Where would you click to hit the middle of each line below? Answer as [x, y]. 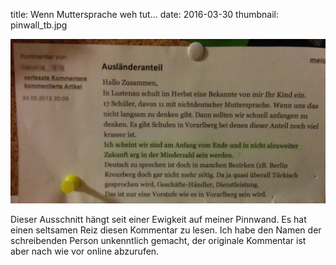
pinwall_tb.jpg [39, 25]
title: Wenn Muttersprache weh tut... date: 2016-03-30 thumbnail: [145, 14]
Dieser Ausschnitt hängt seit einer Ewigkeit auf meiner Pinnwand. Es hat [158, 219]
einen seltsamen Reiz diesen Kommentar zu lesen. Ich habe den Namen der [166, 230]
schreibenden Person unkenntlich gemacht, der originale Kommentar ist [158, 240]
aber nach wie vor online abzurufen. [85, 251]
